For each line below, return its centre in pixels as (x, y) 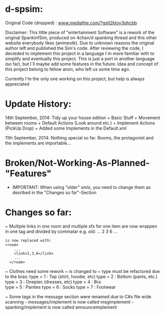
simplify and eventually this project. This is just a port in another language (80, 58)
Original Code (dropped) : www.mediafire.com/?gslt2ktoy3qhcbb (71, 23)
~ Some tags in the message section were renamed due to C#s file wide (78, 296)
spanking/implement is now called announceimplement (61, 307)
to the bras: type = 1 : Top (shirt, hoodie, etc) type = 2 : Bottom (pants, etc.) (81, 276)
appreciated (17, 84)
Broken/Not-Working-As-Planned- (78, 163)
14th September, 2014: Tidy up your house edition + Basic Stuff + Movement (83, 118)
